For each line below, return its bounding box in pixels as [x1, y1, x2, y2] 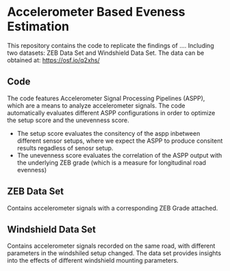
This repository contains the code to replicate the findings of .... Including [7, 41, 214, 49]
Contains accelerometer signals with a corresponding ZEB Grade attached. [7, 204, 218, 212]
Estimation [7, 19, 70, 34]
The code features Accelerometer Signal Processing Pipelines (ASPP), [7, 94, 205, 102]
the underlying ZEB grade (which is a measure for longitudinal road [16, 158, 207, 167]
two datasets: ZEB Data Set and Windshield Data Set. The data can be [7, 49, 205, 57]
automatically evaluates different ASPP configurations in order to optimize [7, 108, 216, 117]
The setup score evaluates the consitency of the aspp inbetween [16, 129, 201, 137]
